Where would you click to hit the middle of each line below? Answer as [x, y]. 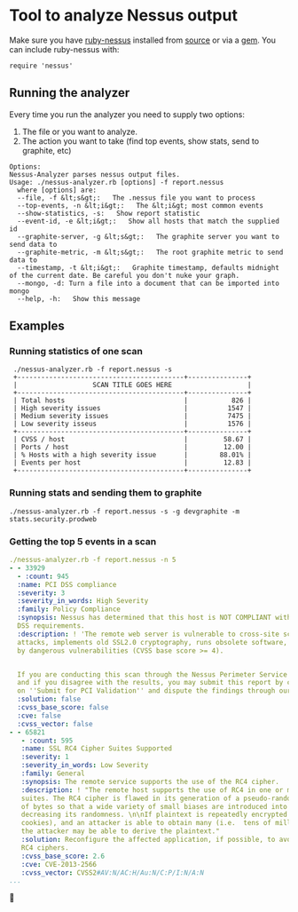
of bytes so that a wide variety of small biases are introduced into [154, 806]
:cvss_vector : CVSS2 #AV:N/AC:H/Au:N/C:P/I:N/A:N [112, 872]
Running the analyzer [70, 93]
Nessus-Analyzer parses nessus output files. [94, 174]
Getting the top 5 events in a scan [83, 541]
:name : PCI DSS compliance [67, 584]
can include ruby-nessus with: [64, 49]
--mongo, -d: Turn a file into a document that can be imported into [148, 283]
